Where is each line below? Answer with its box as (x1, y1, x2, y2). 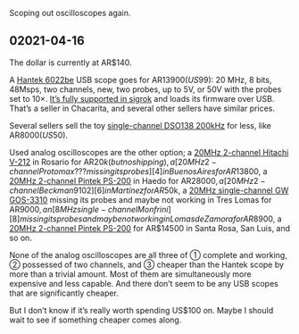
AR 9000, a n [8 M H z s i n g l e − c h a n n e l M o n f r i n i (9, 204, 169, 214)
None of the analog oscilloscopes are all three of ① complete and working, (9, 249, 287, 260)
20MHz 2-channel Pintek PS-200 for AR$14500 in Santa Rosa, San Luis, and (9, 222, 291, 233)
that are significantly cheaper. (9, 288, 119, 298)
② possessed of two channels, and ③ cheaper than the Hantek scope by (9, 259, 284, 270)
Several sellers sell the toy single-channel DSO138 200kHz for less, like (9, 120, 272, 130)
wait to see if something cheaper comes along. (9, 314, 182, 325)
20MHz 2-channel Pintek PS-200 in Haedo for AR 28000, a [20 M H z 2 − (9, 175, 266, 186)
